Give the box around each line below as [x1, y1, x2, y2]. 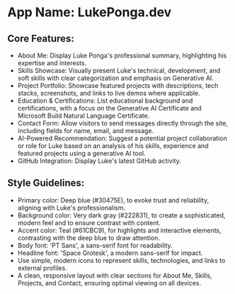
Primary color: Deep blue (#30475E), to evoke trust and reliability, [17, 196, 210, 204]
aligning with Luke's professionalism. [17, 203, 126, 212]
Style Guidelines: [7, 177, 85, 189]
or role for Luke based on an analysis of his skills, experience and [17, 142, 209, 149]
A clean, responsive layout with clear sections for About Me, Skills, [17, 271, 212, 280]
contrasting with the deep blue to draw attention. [17, 233, 161, 242]
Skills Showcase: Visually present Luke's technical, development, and [17, 67, 221, 74]
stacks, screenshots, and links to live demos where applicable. [17, 89, 200, 97]
